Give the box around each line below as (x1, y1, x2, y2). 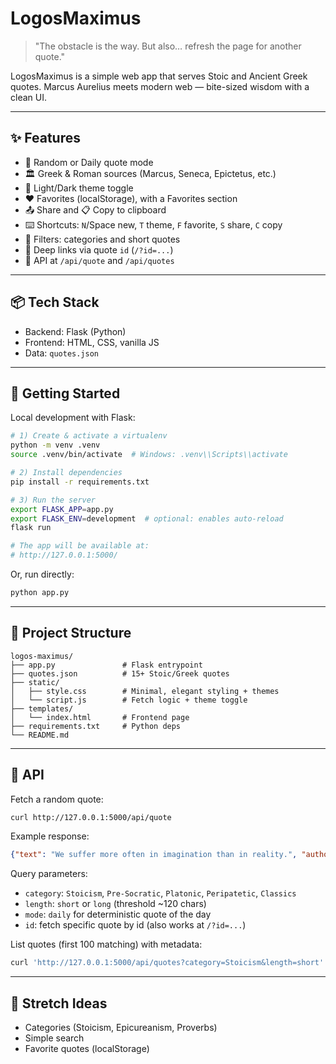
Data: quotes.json (24, 347, 99, 359)
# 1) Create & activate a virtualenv (10, 431, 168, 441)
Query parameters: (10, 868, 88, 880)
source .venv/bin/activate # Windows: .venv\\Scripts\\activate (10, 450, 288, 460)
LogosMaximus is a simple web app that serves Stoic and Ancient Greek (10, 70, 308, 82)
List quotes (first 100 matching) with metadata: (10, 938, 203, 951)
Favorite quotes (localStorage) (24, 1042, 150, 1054)
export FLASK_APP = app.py (10, 504, 114, 514)
